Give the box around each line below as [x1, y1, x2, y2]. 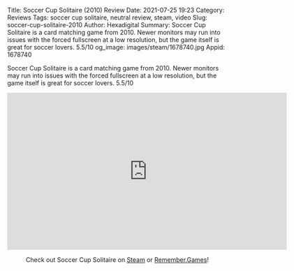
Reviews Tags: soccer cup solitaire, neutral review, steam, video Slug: [7, 13, 208, 22]
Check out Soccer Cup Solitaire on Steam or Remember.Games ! [25, 256, 210, 264]
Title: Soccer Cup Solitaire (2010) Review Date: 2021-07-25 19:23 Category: [7, 6, 225, 14]
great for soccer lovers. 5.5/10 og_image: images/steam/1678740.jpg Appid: [7, 43, 226, 51]
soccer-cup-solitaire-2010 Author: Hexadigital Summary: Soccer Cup [7, 21, 206, 29]
